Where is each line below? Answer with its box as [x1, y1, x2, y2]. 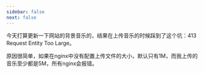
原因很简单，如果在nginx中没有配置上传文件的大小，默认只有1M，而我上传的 [6, 52, 198, 59]
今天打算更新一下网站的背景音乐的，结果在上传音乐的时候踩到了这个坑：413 [6, 31, 197, 39]
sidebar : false [6, 8, 45, 15]
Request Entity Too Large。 [6, 39, 75, 46]
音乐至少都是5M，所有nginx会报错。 [6, 60, 98, 67]
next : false [6, 14, 37, 21]
